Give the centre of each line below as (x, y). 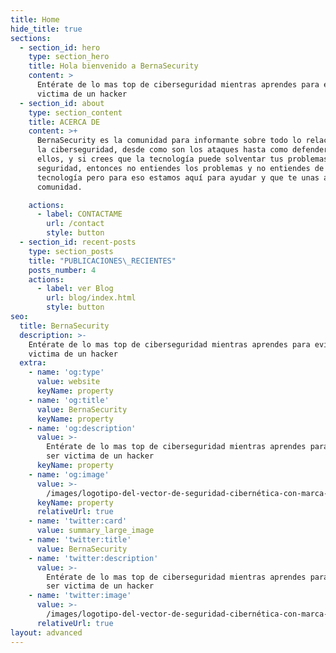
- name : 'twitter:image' (80, 596)
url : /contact (75, 224)
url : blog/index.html (91, 298)
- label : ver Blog (75, 289)
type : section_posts (71, 251)
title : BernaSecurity (64, 326)
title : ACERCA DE (64, 122)
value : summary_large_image (95, 531)
